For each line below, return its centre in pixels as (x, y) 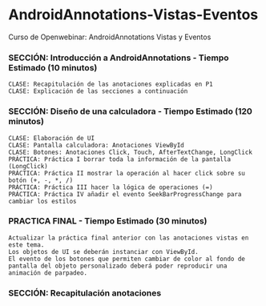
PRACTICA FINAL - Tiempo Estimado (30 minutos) (108, 221)
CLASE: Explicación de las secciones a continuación (98, 91)
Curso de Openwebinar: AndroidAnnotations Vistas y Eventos (110, 37)
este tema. (26, 245)
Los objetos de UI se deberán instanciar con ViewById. (103, 252)
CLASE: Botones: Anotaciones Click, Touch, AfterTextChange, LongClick (130, 152)
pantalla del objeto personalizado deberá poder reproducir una (118, 266)
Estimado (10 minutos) (53, 67)
